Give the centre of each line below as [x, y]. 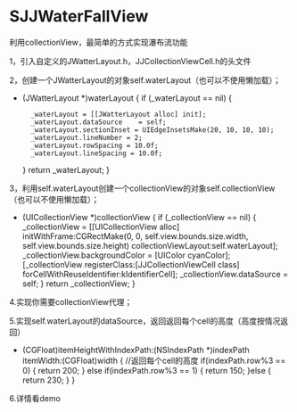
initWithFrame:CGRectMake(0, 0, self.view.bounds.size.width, [135, 236]
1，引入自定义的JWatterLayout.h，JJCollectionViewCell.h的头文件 [130, 61]
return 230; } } [49, 380]
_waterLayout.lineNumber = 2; [87, 137]
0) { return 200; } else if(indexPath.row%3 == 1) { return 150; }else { [147, 370]
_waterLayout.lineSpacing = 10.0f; [97, 153]
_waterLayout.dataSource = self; [99, 122]
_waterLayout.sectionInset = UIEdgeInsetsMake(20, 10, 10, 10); [153, 130]
